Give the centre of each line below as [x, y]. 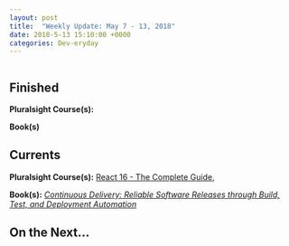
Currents [35, 155]
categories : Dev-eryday [54, 43]
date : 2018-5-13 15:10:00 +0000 [70, 34]
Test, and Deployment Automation [73, 203]
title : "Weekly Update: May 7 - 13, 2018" [93, 26]
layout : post [34, 18]
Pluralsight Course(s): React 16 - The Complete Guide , [112, 176]
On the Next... [50, 233]
